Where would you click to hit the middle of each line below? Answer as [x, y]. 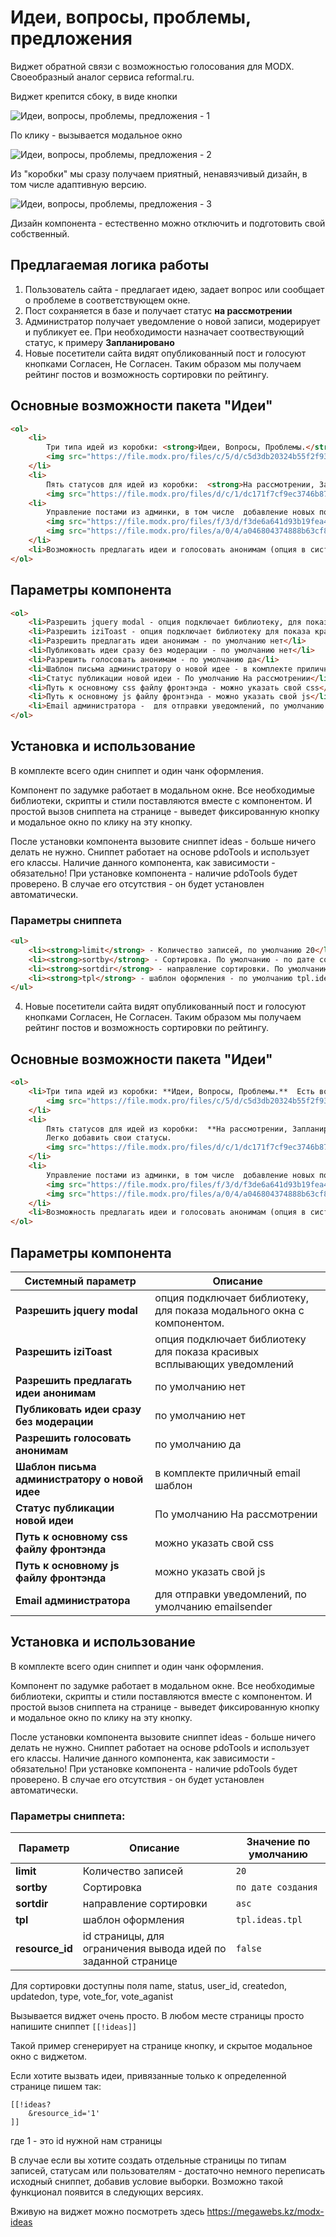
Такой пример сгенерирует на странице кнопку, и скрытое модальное [161, 2046]
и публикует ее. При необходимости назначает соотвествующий [164, 332]
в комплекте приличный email [227, 1473]
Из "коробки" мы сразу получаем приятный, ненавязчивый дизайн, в [159, 173]
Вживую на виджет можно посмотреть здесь [107, 2212]
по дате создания [276, 1887]
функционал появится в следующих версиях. [107, 2192]
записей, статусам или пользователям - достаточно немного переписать [168, 2171]
